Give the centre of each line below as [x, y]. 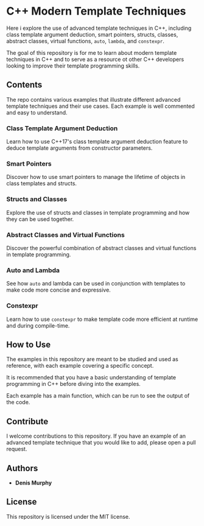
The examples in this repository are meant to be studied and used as [92, 359]
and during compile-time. [38, 325]
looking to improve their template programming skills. [73, 66]
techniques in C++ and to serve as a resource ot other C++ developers [95, 59]
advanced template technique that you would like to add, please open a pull [101, 443]
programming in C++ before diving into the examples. [74, 384]
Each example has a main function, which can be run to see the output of [98, 396]
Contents [24, 85]
